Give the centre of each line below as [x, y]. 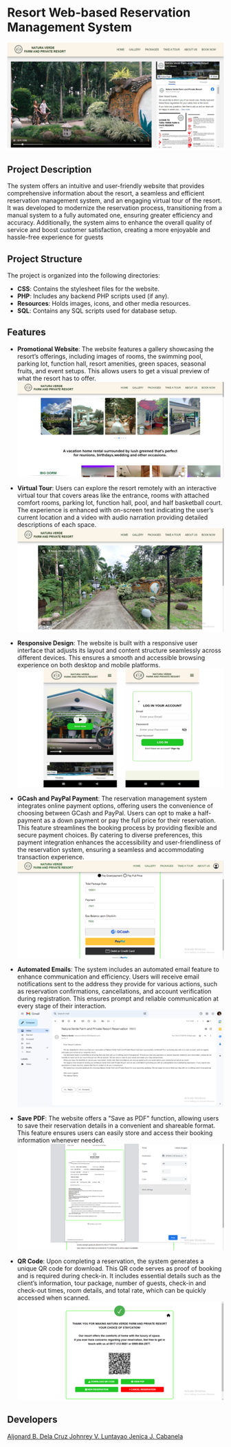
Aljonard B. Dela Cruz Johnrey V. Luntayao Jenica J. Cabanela [95, 1436]
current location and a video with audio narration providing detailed [112, 517]
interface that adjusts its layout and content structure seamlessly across [119, 650]
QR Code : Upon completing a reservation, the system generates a [110, 1261]
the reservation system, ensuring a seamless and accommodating [110, 850]
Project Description [49, 169]
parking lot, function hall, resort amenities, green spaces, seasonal [111, 364]
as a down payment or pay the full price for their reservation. [130, 820]
